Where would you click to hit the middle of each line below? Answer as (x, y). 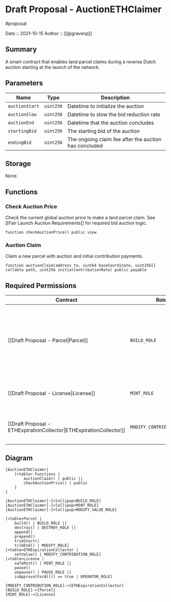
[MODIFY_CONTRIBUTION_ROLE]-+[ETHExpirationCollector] (65, 585)
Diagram (19, 458)
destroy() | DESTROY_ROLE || (45, 528)
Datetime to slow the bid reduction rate (114, 114)
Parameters (24, 83)
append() (24, 532)
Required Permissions (41, 286)
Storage (18, 163)
